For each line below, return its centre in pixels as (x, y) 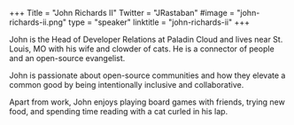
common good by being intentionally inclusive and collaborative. (127, 85)
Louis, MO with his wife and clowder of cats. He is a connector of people (142, 49)
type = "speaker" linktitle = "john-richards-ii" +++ (159, 22)
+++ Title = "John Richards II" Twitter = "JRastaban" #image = (122, 13)
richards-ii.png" (38, 22)
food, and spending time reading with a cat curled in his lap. (119, 111)
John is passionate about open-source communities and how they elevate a (147, 75)
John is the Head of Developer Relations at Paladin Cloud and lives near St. (146, 39)
